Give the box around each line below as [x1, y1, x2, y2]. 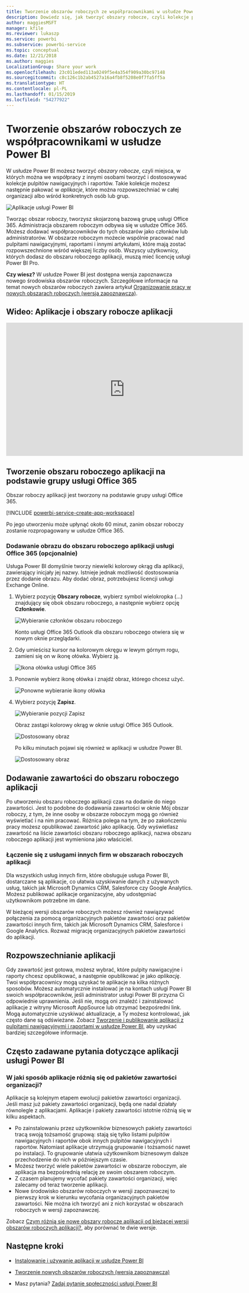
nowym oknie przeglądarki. [14, 635, 81, 642]
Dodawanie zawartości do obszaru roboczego [6, 773, 179, 783]
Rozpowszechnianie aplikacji [6, 950, 116, 960]
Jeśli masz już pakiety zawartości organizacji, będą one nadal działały [6, 1101, 177, 1108]
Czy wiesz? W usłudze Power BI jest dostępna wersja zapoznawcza [6, 271, 173, 278]
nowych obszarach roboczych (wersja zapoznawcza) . [6, 290, 138, 297]
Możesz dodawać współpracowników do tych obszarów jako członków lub [6, 227, 188, 235]
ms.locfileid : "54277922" [6, 97, 70, 102]
